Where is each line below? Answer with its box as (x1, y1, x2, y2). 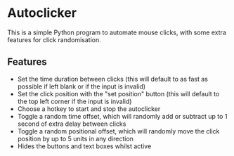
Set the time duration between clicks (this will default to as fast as (17, 74, 209, 83)
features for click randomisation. (7, 35, 102, 44)
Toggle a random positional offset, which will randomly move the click (17, 126, 220, 135)
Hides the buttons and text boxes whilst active (17, 142, 152, 150)
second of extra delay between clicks (17, 119, 126, 128)
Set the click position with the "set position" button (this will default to (17, 89, 220, 98)
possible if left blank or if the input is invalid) (17, 82, 146, 91)
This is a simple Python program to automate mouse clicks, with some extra (7, 28, 226, 37)
